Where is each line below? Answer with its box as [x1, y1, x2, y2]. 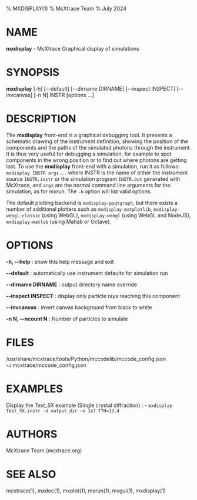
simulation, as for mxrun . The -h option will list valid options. [6, 188, 152, 195]
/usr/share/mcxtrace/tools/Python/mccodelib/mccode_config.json [6, 355, 166, 362]
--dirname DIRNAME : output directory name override [6, 281, 137, 288]
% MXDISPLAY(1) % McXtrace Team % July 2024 [6, 5, 127, 12]
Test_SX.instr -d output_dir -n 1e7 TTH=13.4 [6, 408, 119, 414]
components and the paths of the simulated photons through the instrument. [6, 144, 192, 151]
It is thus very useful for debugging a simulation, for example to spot [6, 150, 172, 157]
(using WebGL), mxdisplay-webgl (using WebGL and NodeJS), [42, 211, 191, 218]
